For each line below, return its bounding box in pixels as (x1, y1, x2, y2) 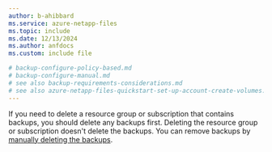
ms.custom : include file (8, 49, 92, 57)
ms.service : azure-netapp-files (8, 19, 117, 27)
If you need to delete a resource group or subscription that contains (8, 108, 235, 118)
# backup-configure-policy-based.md (8, 64, 132, 73)
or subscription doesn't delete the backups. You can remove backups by (8, 126, 251, 136)
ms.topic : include (8, 27, 70, 35)
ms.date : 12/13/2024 (8, 34, 79, 43)
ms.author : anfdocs (8, 42, 74, 50)
